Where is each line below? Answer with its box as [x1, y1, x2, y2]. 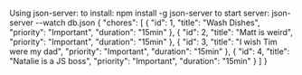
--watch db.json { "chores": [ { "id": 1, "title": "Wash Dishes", [35, 17, 260, 28]
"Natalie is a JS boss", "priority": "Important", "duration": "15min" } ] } [9, 56, 269, 66]
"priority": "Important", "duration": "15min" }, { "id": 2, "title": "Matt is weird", [9, 27, 294, 37]
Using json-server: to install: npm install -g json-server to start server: [9, 8, 269, 18]
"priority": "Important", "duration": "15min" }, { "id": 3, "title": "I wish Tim [9, 36, 278, 47]
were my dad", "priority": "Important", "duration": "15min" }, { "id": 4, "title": [9, 46, 290, 57]
